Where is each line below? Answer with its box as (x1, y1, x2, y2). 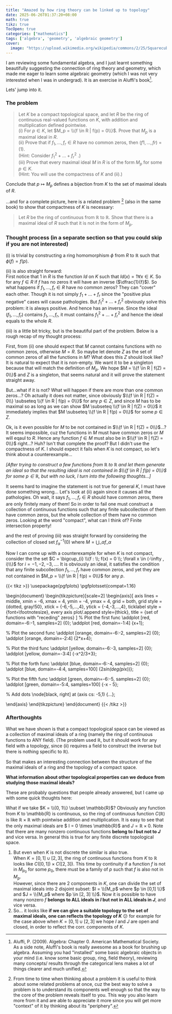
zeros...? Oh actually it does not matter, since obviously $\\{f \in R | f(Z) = (6, 393, 159, 399)
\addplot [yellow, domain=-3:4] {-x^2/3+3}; (6, 651, 97, 657)
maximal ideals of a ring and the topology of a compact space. (6, 764, 137, 770)
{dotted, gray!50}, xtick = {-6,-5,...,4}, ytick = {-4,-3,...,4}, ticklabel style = (6, 603, 162, 610)
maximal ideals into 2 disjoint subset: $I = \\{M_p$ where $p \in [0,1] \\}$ (13, 886, 165, 892)
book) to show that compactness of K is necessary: (6, 204, 114, 210)
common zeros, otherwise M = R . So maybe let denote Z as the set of (6, 349, 152, 355)
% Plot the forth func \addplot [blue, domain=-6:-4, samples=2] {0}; (6, 661, 150, 667)
